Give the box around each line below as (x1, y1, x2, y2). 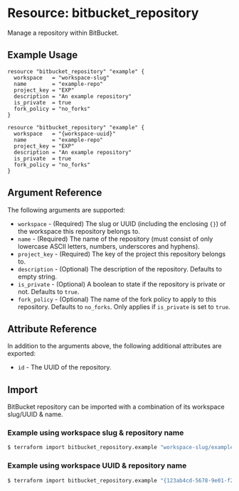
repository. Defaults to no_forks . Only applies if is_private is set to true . (17, 302, 230, 311)
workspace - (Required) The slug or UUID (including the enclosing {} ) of (17, 219, 226, 228)
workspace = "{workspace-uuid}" (14, 130, 116, 137)
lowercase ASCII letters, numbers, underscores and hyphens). (17, 242, 201, 250)
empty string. (17, 272, 58, 281)
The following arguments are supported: (7, 205, 126, 214)
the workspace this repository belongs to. (17, 227, 140, 235)
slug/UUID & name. (7, 410, 63, 419)
